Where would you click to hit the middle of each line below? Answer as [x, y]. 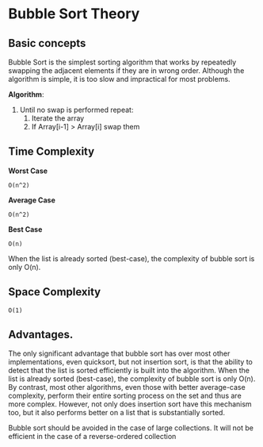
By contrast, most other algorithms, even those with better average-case [127, 387]
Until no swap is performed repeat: [76, 110]
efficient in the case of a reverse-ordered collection [92, 437]
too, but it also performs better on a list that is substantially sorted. [117, 413]
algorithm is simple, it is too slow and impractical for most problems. [120, 79]
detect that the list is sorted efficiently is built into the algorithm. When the [129, 371]
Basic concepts [47, 43]
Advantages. [41, 335]
